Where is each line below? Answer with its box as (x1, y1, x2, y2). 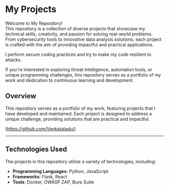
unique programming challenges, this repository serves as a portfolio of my (5, 72, 161, 78)
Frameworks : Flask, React (12, 173, 67, 179)
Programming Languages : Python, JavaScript (12, 168, 109, 174)
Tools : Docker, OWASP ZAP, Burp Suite (12, 179, 94, 185)
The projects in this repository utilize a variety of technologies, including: (5, 158, 156, 164)
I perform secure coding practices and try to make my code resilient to (5, 51, 152, 57)
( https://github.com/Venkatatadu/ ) (5, 125, 76, 132)
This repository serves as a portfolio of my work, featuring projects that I (5, 105, 156, 111)
